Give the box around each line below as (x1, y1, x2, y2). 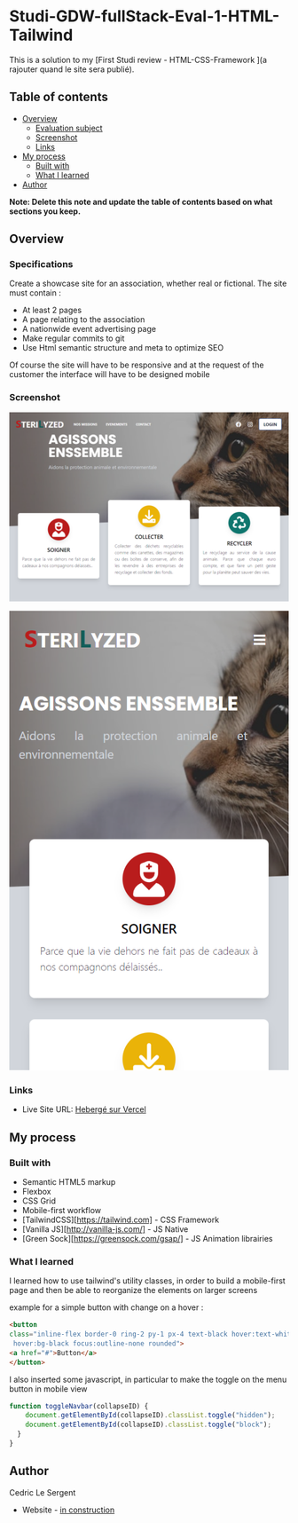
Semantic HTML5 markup (21, 1176, 116, 1187)
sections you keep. (9, 206, 82, 217)
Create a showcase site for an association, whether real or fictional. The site (9, 278, 287, 289)
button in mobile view (9, 1383, 88, 1394)
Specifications (9, 258, 74, 271)
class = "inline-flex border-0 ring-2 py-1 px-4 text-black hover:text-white (9, 1330, 295, 1339)
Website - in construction (21, 1504, 115, 1515)
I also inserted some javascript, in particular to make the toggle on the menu (9, 1374, 287, 1385)
